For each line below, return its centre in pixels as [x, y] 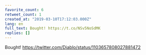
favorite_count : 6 [24, 10]
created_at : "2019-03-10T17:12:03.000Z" [48, 19]
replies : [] [17, 33]
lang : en [14, 24]
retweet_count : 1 [23, 14]
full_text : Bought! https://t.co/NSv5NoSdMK [53, 28]
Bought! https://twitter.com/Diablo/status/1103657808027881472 [73, 47]
